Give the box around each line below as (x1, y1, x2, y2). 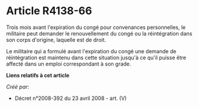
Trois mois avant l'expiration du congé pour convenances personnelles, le (6, 24, 186, 31)
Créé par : (6, 83, 30, 90)
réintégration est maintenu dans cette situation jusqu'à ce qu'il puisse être (6, 54, 186, 61)
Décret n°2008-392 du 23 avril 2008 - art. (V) (14, 95, 127, 102)
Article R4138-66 (6, 4, 93, 18)
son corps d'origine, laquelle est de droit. (6, 36, 106, 43)
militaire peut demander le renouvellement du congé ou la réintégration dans (6, 30, 193, 37)
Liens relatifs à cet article (6, 72, 70, 79)
